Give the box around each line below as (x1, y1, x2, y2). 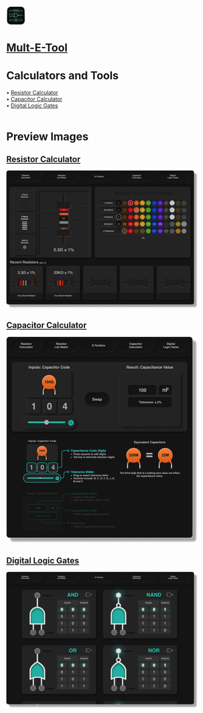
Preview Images (6, 130, 89, 143)
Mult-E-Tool (6, 41, 68, 55)
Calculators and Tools (6, 69, 119, 82)
